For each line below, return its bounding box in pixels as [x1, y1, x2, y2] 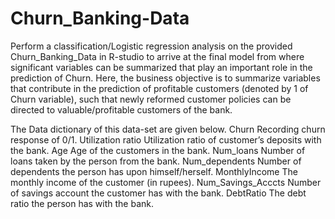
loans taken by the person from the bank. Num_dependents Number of [10, 155, 302, 167]
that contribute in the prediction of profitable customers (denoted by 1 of [10, 82, 309, 94]
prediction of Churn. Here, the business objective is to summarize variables [10, 72, 321, 84]
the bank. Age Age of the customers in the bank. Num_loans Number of [10, 144, 306, 156]
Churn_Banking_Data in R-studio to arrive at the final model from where [10, 50, 305, 62]
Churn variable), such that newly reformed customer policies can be [10, 93, 292, 105]
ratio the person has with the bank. [10, 197, 155, 209]
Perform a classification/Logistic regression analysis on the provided [10, 40, 293, 52]
